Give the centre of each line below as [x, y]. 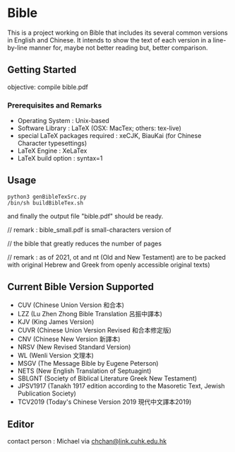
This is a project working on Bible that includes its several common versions [117, 33]
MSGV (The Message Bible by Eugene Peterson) [88, 363]
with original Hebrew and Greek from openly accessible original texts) [109, 265]
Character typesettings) [52, 144]
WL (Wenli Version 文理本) [55, 355]
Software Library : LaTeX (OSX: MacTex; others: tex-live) [100, 128]
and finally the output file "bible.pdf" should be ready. [85, 216]
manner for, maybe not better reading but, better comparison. [119, 47]
